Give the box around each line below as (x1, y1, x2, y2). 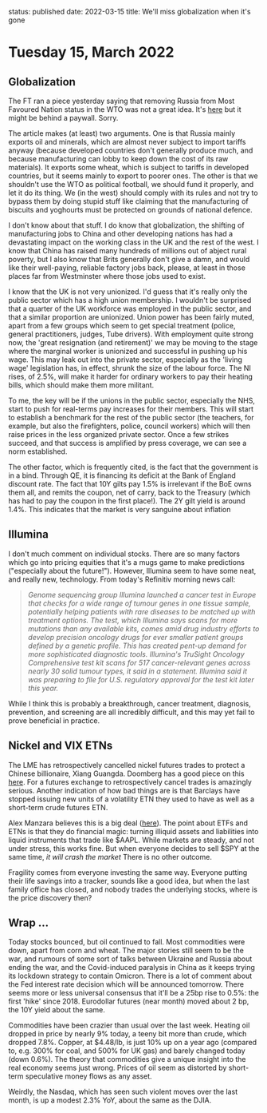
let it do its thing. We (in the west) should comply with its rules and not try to (8, 188, 258, 197)
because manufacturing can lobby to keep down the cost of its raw (8, 154, 229, 163)
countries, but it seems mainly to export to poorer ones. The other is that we (8, 171, 258, 181)
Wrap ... (8, 916, 49, 930)
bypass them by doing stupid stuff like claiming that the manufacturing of (8, 197, 249, 206)
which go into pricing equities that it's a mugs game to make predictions (8, 557, 245, 566)
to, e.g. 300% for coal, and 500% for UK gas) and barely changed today (8, 1046, 245, 1055)
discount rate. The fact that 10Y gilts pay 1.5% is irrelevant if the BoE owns (8, 479, 253, 488)
